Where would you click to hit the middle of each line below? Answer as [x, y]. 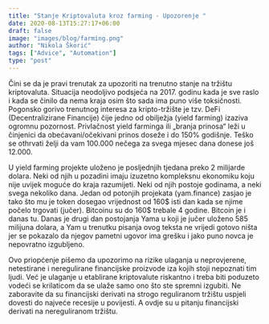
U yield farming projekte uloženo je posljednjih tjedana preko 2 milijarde [127, 167]
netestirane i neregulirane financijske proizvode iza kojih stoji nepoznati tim [132, 268]
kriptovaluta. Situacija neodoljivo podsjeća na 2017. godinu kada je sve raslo [134, 92]
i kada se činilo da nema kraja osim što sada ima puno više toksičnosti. [125, 100]
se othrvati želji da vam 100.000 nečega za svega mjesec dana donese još [131, 143]
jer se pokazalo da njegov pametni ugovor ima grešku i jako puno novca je [131, 236]
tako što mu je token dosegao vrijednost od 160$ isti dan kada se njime [126, 201]
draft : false [30, 31]
